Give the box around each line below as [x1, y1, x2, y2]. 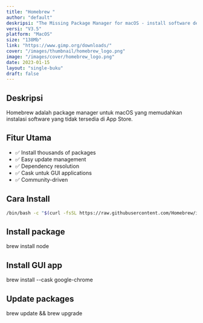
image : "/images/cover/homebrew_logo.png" [6, 54, 115, 60]
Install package [6, 226, 65, 237]
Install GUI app [6, 260, 62, 270]
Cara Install [6, 194, 50, 204]
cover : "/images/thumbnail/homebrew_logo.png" [6, 48, 126, 54]
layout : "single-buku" [6, 65, 63, 71]
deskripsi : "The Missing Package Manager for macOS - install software [6, 20, 190, 26]
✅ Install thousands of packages [14, 149, 96, 156]
